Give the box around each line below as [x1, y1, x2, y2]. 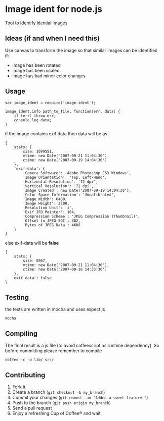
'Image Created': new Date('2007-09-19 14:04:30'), [23, 188, 132, 193]
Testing [5, 293, 29, 302]
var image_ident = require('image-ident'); [5, 100, 96, 105]
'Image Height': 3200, [23, 201, 70, 206]
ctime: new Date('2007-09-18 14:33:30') [23, 266, 107, 272]
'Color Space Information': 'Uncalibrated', [23, 192, 116, 197]
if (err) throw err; [14, 113, 56, 118]
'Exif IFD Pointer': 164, [23, 210, 77, 214]
